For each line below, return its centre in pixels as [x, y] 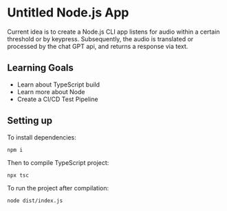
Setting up [30, 121]
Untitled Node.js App [68, 13]
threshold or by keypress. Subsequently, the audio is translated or [100, 38]
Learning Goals [41, 68]
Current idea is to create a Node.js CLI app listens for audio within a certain [113, 32]
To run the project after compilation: [58, 188]
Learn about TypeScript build [58, 85]
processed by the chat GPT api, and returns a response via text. [98, 46]
